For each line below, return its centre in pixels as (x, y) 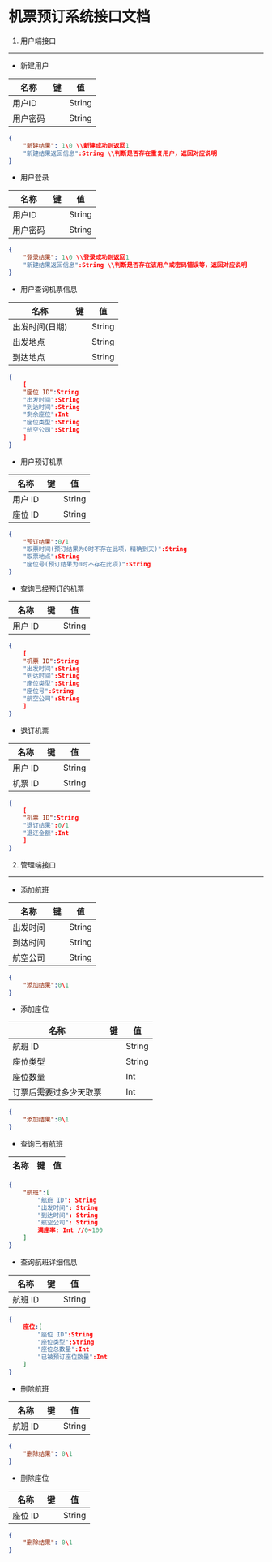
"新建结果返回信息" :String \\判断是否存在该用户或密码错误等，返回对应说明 (135, 265)
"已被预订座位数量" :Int (72, 1357)
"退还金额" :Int (46, 833)
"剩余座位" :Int (46, 415)
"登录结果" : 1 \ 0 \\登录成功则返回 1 (76, 258)
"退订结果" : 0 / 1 (46, 826)
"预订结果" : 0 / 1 (46, 542)
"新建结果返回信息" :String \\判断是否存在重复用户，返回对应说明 (120, 153)
